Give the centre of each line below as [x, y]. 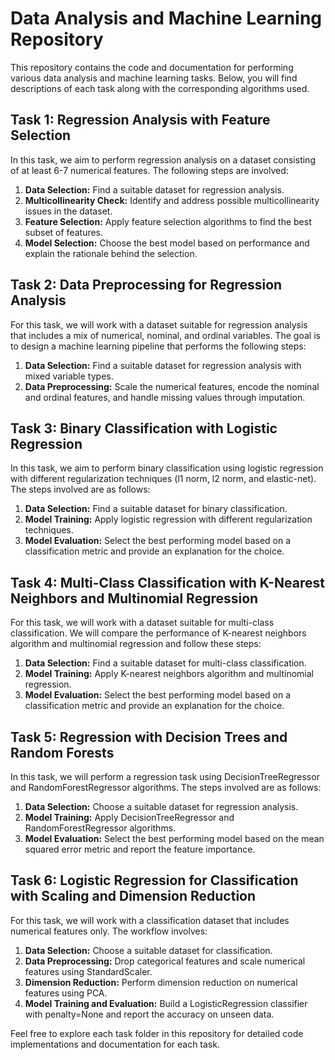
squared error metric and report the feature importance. [140, 849]
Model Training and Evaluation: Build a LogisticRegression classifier [166, 1003]
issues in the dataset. [68, 211]
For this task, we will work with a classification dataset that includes [150, 920]
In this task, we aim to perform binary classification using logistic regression [167, 468]
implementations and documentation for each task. [115, 1044]
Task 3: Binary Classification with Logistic [144, 428]
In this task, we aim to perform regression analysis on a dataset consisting [163, 159]
